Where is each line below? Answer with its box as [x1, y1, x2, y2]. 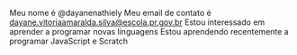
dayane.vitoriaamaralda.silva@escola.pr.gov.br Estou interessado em [9, 17, 265, 27]
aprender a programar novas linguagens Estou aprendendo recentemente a [9, 27, 290, 36]
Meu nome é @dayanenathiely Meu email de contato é [9, 8, 211, 18]
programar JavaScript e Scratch [9, 35, 129, 46]
